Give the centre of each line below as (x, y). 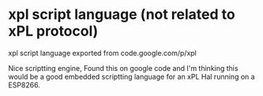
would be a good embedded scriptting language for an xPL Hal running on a (131, 76)
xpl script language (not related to (122, 15)
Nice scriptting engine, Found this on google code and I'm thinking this (123, 68)
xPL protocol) (53, 31)
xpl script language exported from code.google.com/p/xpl (103, 53)
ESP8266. (24, 85)
